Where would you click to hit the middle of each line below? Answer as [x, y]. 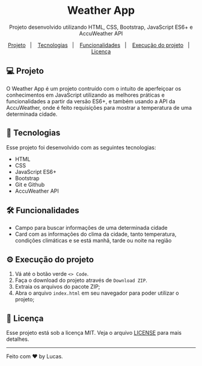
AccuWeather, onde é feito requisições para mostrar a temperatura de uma [99, 107]
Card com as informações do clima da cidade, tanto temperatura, [96, 234]
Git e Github [30, 184]
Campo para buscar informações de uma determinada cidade [91, 228]
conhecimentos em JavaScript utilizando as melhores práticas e [86, 95]
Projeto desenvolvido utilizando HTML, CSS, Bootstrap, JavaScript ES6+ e [101, 27]
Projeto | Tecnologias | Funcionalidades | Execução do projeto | [99, 45]
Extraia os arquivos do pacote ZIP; [57, 287]
